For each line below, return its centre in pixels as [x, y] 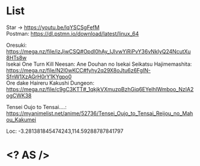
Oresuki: [16, 45]
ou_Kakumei [21, 119]
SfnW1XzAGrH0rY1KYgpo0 [39, 76]
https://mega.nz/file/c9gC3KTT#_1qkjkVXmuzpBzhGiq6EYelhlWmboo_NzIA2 [100, 89]
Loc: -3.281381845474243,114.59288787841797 [65, 131]
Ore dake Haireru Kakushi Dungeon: [50, 83]
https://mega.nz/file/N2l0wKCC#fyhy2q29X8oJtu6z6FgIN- [78, 70]
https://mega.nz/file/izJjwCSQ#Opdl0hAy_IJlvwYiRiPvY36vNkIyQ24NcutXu [99, 51]
